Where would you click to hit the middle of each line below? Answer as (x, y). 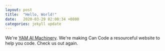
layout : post (19, 10)
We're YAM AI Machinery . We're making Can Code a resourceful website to (82, 38)
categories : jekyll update (33, 24)
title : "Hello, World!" (31, 14)
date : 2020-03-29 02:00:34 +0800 (42, 19)
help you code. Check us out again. (42, 43)
